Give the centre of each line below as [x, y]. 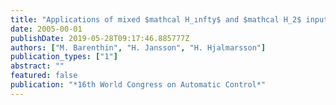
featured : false [44, 76]
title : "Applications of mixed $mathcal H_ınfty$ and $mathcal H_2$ [156, 19]
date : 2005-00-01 [46, 29]
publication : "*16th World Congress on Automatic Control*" [138, 85]
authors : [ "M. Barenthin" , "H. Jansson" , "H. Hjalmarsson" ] [138, 47]
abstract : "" [37, 66]
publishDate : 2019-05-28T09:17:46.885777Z [100, 38]
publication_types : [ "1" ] [64, 57]
